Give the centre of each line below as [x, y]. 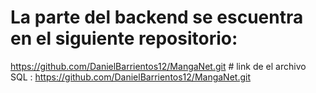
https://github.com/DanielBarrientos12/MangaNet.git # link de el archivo [158, 66]
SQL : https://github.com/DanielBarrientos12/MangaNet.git [130, 77]
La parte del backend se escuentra [157, 17]
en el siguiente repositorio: [124, 38]
